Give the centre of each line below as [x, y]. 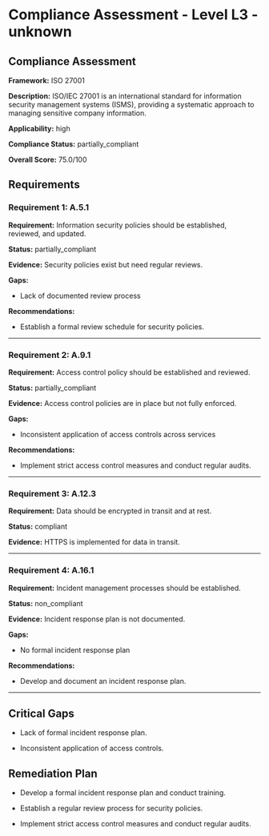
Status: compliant [38, 527]
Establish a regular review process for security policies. [111, 808]
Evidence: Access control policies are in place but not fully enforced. [122, 403]
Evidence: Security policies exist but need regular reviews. [106, 264]
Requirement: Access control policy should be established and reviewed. [129, 372]
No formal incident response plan [75, 649]
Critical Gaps [41, 713]
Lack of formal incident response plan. [83, 733]
